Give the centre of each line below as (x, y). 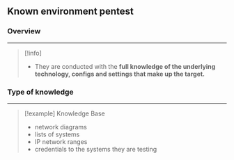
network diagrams (61, 127)
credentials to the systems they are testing (96, 149)
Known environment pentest (70, 11)
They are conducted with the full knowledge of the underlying (125, 66)
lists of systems (57, 134)
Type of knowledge (41, 92)
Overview (24, 31)
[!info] (33, 53)
